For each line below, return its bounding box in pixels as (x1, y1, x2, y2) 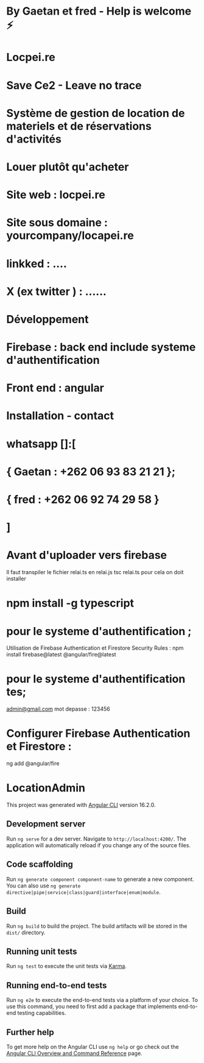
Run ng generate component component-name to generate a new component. (6, 875, 195, 883)
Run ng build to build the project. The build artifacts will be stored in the (6, 922, 188, 930)
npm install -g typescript (6, 596, 135, 610)
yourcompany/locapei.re (6, 229, 134, 243)
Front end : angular (6, 381, 105, 395)
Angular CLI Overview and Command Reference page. (6, 1050, 142, 1057)
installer (6, 575, 26, 583)
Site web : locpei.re (6, 188, 105, 202)
